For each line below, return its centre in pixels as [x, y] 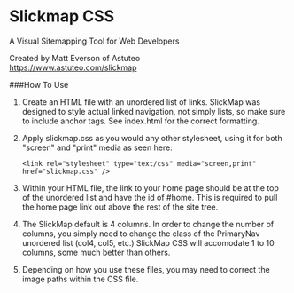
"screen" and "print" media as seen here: [97, 147]
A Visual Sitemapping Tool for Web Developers [94, 41]
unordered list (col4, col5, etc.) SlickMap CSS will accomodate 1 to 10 [148, 242]
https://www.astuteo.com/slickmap [73, 67]
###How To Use [39, 84]
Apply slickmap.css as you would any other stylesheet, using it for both [152, 138]
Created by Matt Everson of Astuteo [75, 58]
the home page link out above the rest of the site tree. [120, 207]
